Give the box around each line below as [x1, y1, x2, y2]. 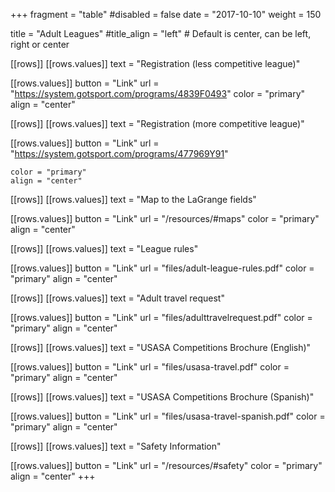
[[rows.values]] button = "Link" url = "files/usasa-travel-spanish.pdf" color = [10, 410, 326, 422]
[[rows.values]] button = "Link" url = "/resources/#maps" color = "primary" [10, 213, 320, 224]
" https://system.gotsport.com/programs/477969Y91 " [10, 148, 229, 159]
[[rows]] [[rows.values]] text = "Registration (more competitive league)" [10, 118, 305, 129]
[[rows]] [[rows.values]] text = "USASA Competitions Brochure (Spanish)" [10, 391, 315, 403]
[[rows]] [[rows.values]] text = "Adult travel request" [10, 292, 225, 304]
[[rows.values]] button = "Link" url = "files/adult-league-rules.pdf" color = [10, 262, 315, 274]
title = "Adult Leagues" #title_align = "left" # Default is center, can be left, [10, 28, 312, 39]
